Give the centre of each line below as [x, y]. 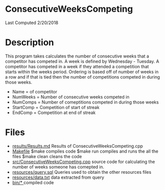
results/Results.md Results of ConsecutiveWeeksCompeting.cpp [78, 146]
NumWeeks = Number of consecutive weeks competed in [71, 97]
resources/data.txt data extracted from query [58, 177]
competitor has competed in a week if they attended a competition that [77, 66]
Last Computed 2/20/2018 [32, 23]
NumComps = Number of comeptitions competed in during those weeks [85, 102]
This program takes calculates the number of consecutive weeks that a [77, 56]
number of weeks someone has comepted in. [58, 167]
